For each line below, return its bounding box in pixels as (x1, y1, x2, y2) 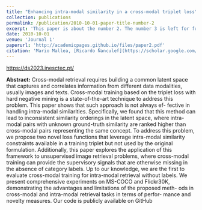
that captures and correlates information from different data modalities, (6, 82, 182, 89)
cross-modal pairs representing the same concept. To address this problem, (6, 127, 195, 134)
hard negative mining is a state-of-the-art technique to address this (6, 95, 173, 102)
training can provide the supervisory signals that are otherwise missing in (6, 158, 188, 166)
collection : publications (6, 14, 71, 20)
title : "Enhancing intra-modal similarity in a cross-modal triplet (6, 8, 182, 15)
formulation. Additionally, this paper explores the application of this (6, 146, 173, 153)
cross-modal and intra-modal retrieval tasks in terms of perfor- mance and (6, 190, 191, 198)
